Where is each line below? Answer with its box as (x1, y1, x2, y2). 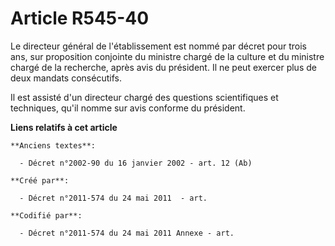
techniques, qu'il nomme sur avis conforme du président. (10, 102, 246, 114)
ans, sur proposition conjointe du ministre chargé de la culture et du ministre (10, 50, 325, 62)
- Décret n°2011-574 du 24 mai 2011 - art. (19, 193, 208, 203)
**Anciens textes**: (10, 140, 97, 151)
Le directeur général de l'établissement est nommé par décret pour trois (10, 40, 307, 52)
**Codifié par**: (10, 210, 83, 221)
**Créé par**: (10, 175, 70, 186)
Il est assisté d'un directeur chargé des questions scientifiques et (10, 91, 279, 103)
